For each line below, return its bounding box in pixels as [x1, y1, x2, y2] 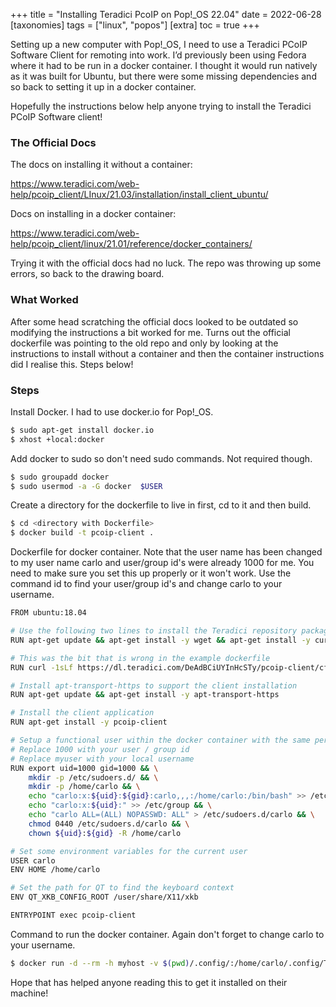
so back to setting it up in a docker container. [10, 81, 197, 93]
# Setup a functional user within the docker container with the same [10, 735, 311, 746]
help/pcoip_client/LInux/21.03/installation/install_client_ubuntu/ [10, 189, 269, 201]
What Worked [10, 293, 79, 307]
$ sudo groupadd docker [10, 472, 110, 482]
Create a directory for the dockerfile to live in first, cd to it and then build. [10, 499, 312, 511]
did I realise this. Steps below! [10, 358, 134, 370]
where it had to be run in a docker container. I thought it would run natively [10, 60, 318, 71]
